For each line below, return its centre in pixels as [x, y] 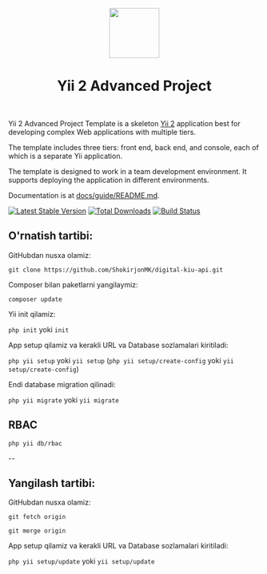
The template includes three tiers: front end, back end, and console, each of [134, 147]
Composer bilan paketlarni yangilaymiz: [73, 284]
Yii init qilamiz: [32, 314]
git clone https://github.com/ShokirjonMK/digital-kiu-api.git [116, 270]
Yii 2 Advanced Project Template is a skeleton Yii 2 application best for [125, 123]
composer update [35, 299]
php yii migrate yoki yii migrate [64, 400]
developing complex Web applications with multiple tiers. [102, 132]
